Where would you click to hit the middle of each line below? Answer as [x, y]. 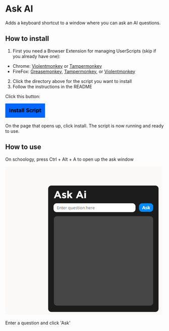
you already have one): [36, 56]
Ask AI [19, 9]
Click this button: [23, 96]
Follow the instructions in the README [52, 86]
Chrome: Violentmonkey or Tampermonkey [57, 66]
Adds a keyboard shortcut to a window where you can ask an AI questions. [83, 23]
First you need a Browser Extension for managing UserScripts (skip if [84, 51]
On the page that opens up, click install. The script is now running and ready [84, 126]
